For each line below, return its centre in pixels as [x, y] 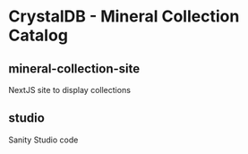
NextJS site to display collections [70, 90]
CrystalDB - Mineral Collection [124, 17]
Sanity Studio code [43, 140]
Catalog [38, 35]
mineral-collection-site [74, 68]
